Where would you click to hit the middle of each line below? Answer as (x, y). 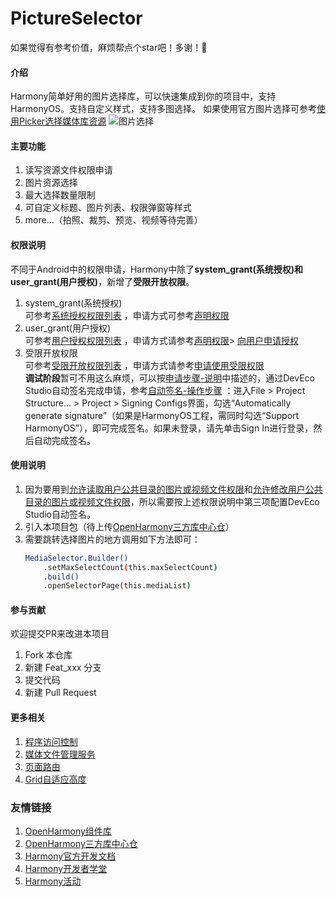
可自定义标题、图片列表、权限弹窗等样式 (108, 208)
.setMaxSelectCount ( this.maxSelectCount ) (130, 567)
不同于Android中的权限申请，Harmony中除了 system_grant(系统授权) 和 (157, 269)
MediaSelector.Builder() (76, 558)
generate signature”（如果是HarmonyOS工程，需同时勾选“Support (162, 415)
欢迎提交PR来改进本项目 (60, 634)
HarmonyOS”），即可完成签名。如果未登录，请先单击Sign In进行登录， (169, 428)
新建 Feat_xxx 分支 (63, 668)
